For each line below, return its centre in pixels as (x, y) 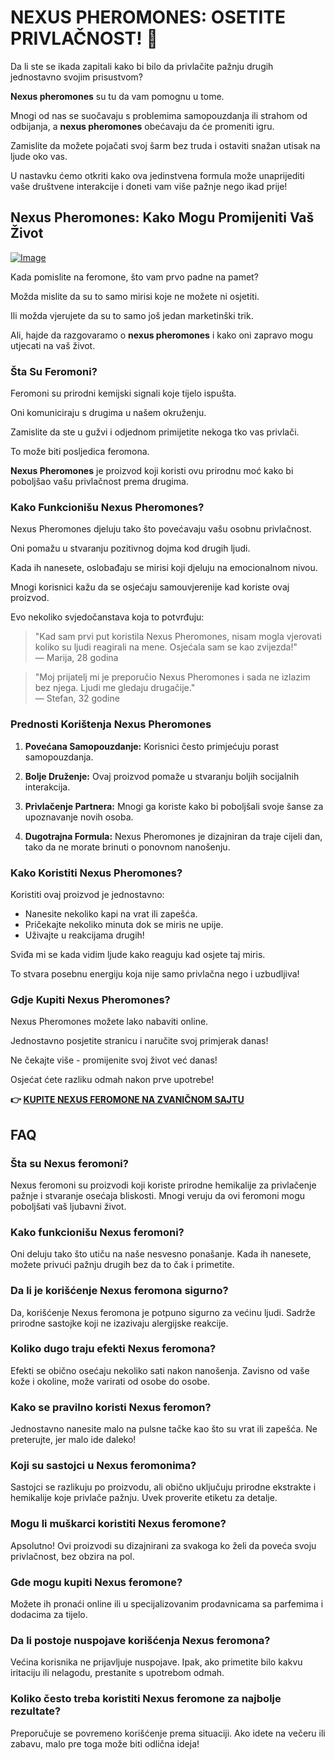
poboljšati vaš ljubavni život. (68, 1206)
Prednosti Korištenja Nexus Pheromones (111, 724)
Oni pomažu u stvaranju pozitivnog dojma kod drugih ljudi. (130, 548)
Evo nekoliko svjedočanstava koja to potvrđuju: (107, 617)
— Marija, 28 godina (76, 658)
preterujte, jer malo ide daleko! (73, 1440)
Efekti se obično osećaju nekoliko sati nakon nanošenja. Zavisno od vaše (160, 1370)
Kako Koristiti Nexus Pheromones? (96, 873)
